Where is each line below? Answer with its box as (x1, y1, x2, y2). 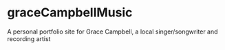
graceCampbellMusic (7, 5, 133, 21)
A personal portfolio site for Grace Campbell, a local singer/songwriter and (7, 27, 218, 36)
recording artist (7, 34, 51, 42)
